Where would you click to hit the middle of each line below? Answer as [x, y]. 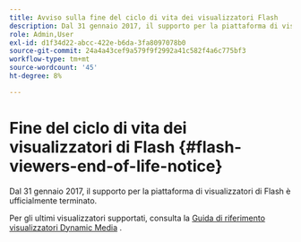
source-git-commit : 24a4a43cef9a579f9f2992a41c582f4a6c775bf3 [128, 51]
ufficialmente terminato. [53, 200]
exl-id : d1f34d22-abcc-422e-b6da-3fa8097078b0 [98, 43]
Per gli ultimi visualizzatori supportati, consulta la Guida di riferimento [138, 218]
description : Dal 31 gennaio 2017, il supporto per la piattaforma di [144, 26]
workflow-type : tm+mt [50, 59]
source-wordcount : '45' [54, 68]
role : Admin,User [42, 34]
